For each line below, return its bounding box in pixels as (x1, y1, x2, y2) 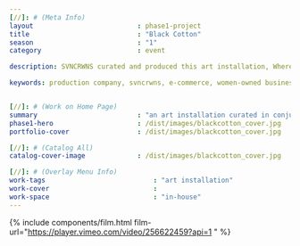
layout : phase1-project (9, 21, 202, 30)
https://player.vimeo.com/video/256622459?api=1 (27, 226, 212, 237)
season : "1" (9, 37, 158, 47)
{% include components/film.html (9, 217, 132, 227)
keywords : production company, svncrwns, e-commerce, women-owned (9, 78, 262, 87)
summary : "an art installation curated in (9, 111, 270, 119)
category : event (9, 46, 166, 55)
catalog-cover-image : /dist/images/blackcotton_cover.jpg (9, 152, 281, 160)
